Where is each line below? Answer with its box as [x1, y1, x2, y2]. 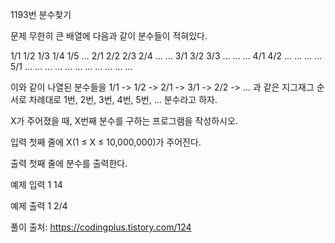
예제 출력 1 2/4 [10, 200, 68, 212]
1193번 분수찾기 [10, 9, 72, 20]
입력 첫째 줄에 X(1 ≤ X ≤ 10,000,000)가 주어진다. [10, 136, 202, 148]
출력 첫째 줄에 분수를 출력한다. [10, 158, 128, 169]
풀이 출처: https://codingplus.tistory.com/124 [10, 221, 192, 233]
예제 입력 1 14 [10, 179, 63, 190]
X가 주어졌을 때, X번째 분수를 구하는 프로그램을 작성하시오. [10, 115, 238, 127]
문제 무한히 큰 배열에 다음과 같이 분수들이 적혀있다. [10, 30, 208, 42]
